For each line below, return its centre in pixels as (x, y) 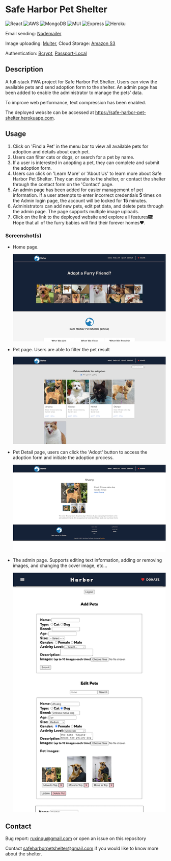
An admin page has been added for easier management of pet (78, 190)
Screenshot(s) (23, 236)
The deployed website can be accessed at (50, 112)
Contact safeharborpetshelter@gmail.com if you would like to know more (82, 848)
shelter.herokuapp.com (30, 118)
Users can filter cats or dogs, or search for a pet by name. (74, 157)
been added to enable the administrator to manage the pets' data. (74, 93)
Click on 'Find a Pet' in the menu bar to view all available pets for (80, 146)
